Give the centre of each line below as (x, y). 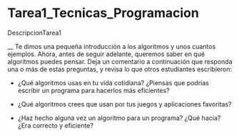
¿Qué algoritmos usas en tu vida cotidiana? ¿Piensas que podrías (113, 82)
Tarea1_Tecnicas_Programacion (103, 13)
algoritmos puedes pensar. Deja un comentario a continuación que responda (120, 61)
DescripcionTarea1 (35, 33)
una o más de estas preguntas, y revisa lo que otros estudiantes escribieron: (120, 69)
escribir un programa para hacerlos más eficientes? (93, 90)
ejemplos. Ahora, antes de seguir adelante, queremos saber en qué (106, 54)
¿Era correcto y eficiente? (56, 125)
